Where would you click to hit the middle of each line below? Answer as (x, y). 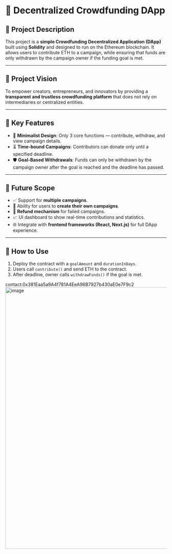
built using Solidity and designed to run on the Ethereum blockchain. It (80, 47)
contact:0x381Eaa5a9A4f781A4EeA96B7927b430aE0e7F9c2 (70, 284)
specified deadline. (33, 154)
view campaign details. (37, 141)
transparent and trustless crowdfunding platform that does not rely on (81, 96)
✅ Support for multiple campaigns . (50, 200)
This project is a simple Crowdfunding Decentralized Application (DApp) (83, 42)
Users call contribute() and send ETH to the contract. (70, 269)
